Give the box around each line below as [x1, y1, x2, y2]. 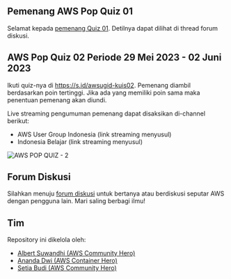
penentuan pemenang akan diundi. [7, 95, 107, 104]
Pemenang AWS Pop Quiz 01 [7, 6, 134, 17]
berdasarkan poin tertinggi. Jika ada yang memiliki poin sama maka [7, 88, 200, 97]
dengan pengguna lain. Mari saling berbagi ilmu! [7, 197, 146, 205]
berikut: [7, 116, 30, 125]
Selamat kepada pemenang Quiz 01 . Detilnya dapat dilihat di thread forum [7, 24, 218, 32]
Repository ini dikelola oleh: [7, 236, 86, 244]
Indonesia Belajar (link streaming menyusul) [17, 137, 143, 145]
